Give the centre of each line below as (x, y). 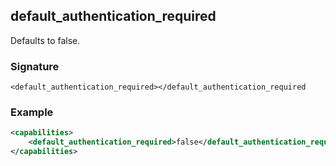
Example (32, 112)
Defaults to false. (45, 40)
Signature (35, 66)
